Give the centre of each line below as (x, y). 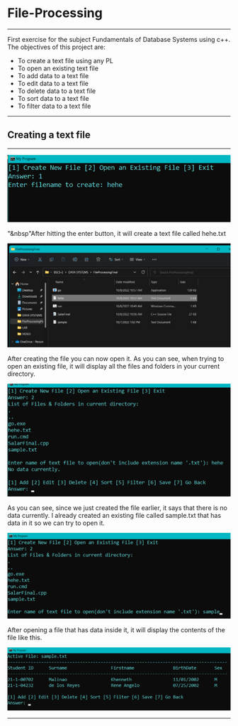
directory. (21, 374)
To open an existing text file (58, 68)
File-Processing (55, 13)
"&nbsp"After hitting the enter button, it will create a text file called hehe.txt (117, 233)
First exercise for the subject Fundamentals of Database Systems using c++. (119, 39)
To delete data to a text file (57, 91)
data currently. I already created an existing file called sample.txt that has (114, 515)
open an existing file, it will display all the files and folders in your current (114, 366)
